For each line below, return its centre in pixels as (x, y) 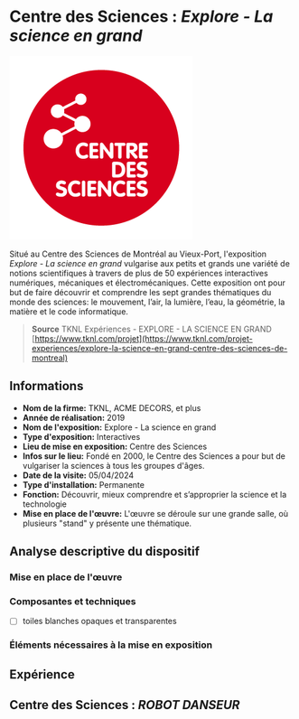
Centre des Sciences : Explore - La (141, 17)
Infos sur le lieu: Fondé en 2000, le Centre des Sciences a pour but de (154, 456)
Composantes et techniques (73, 601)
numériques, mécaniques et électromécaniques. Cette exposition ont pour (148, 283)
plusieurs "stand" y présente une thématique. (107, 523)
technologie (45, 504)
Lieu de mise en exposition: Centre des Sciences (115, 446)
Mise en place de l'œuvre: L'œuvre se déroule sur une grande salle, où (155, 513)
